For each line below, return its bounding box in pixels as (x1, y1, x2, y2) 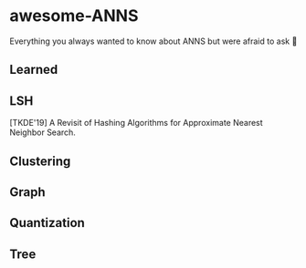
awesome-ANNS (9, 5, 139, 26)
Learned (9, 62, 58, 77)
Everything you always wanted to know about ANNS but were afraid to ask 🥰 (9, 36, 298, 46)
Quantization (9, 215, 85, 231)
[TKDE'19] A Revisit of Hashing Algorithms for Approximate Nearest (9, 118, 263, 129)
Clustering (9, 153, 71, 169)
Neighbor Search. (9, 127, 76, 138)
